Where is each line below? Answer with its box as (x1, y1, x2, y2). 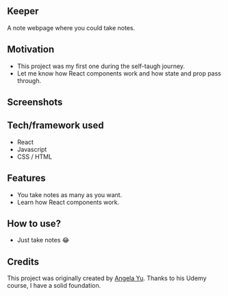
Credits (7, 255, 40, 267)
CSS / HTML (16, 152, 53, 161)
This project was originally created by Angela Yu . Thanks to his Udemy (7, 274, 207, 282)
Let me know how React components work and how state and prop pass (16, 69, 221, 78)
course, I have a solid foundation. (7, 282, 101, 290)
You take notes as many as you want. (16, 190, 123, 198)
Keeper (7, 5, 39, 17)
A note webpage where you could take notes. (7, 23, 136, 32)
